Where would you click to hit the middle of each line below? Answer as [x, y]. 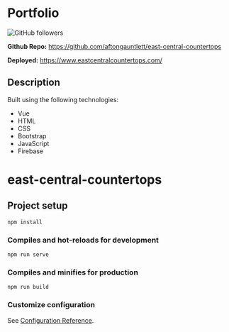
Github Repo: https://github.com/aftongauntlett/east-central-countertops [114, 46]
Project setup [38, 206]
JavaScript [33, 143]
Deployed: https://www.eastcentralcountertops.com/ [85, 60]
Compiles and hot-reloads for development [83, 240]
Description [34, 83]
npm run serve [28, 255]
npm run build [28, 287]
